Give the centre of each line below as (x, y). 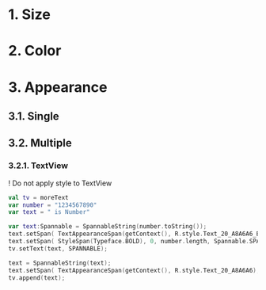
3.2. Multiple (40, 143)
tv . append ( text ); (37, 278)
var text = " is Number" (49, 212)
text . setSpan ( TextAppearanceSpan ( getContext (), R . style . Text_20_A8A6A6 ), (134, 270)
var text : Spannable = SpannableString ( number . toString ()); (108, 227)
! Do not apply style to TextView (60, 183)
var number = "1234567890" (53, 205)
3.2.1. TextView (38, 166)
